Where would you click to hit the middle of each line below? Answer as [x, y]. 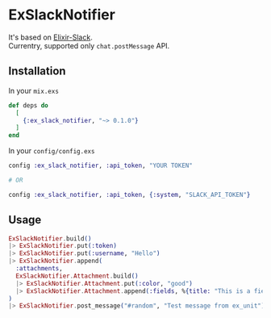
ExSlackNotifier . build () [50, 238]
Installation [37, 71]
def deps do [28, 105]
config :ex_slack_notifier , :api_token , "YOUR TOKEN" [101, 166]
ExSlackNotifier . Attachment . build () [77, 276]
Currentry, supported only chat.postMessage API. [89, 45]
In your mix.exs [33, 90]
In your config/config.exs [52, 151]
